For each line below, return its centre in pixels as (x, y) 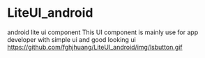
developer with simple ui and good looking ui (71, 39)
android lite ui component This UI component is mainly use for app (103, 32)
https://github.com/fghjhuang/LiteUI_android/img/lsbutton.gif (95, 47)
